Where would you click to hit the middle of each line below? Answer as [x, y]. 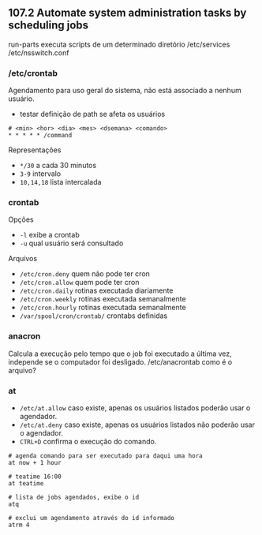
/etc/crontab [33, 73]
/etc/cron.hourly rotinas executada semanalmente [103, 308]
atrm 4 [19, 525]
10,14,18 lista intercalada [60, 182]
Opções [21, 219]
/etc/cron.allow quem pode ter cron [79, 282]
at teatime [26, 484]
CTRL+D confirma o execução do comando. [88, 441]
